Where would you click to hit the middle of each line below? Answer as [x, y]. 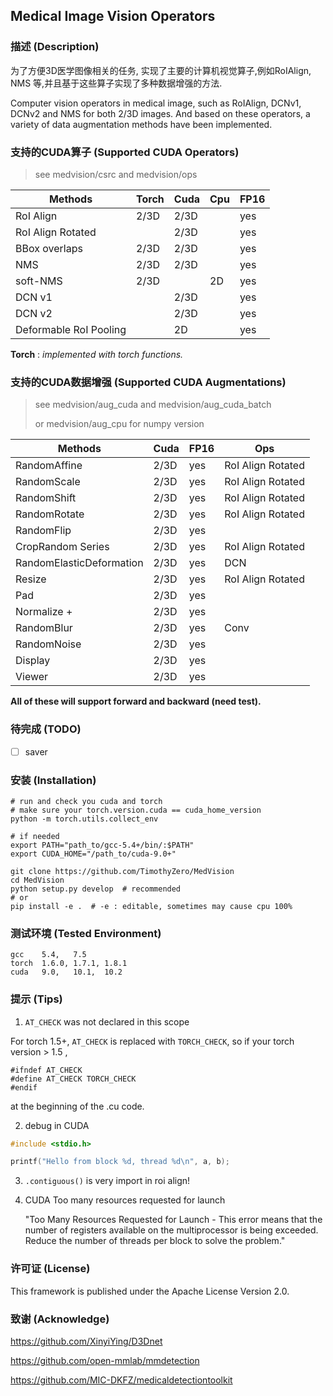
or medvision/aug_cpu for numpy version [119, 424]
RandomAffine [49, 466]
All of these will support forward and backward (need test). [136, 701]
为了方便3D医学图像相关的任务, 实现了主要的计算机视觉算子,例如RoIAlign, [161, 70]
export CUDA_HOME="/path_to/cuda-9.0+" [93, 854]
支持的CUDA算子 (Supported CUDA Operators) [125, 152]
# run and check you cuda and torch [86, 801]
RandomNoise [48, 644]
